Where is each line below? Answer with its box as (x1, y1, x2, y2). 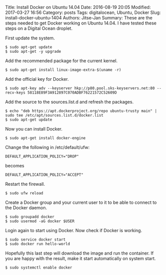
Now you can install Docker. (5, 126, 63, 132)
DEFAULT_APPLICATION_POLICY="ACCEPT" (5, 172, 84, 177)
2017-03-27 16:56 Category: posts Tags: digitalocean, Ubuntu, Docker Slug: (5, 9, 161, 15)
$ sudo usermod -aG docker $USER (5, 219, 75, 224)
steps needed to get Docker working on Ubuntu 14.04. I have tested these (5, 20, 157, 26)
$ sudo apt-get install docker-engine (5, 136, 86, 140)
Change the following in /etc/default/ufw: (5, 144, 90, 150)
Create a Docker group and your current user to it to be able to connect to (5, 199, 157, 205)
